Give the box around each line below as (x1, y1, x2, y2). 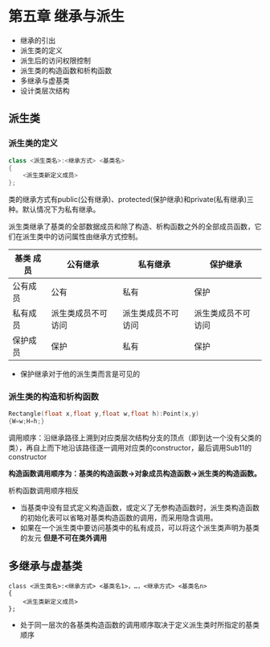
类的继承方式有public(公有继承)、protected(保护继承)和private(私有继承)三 (8, 195, 255, 204)
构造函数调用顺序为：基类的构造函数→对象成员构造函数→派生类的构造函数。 (8, 468, 261, 479)
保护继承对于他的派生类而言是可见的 (19, 369, 141, 379)
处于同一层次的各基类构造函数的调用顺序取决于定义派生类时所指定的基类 (19, 620, 260, 629)
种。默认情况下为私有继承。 (8, 204, 100, 214)
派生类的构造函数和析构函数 (19, 65, 112, 75)
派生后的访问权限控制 (19, 56, 91, 65)
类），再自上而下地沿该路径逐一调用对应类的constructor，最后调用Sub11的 (8, 443, 252, 453)
